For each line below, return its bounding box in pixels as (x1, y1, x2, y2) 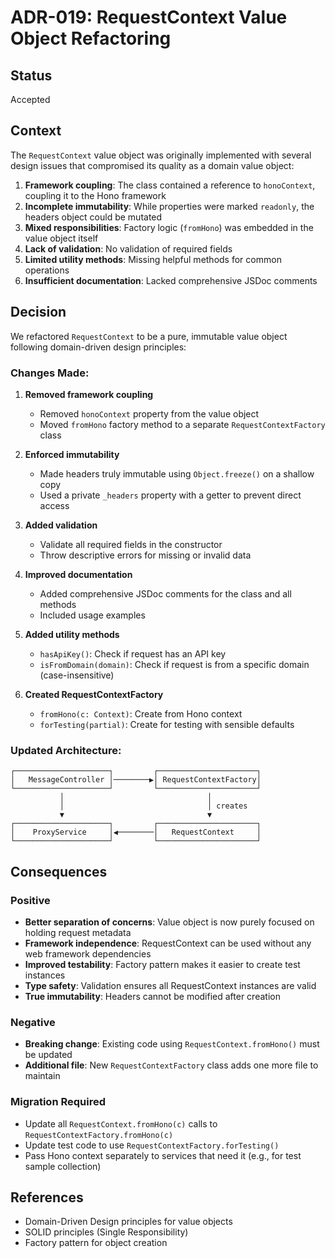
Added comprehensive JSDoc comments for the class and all (39, 587, 292, 600)
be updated (24, 1049, 73, 1061)
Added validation (24, 519, 98, 531)
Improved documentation (24, 568, 133, 580)
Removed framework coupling (24, 388, 154, 400)
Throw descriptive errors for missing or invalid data (39, 549, 252, 561)
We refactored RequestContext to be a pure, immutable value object (10, 330, 288, 342)
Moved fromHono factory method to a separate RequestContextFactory (39, 418, 326, 430)
